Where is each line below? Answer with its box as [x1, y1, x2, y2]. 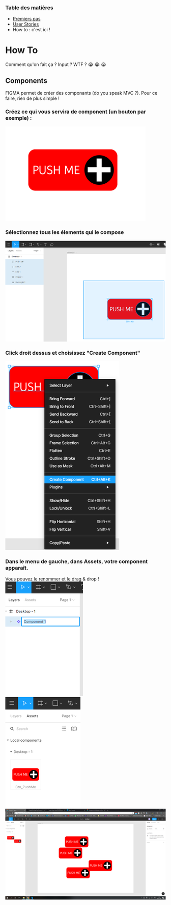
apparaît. [5, 564, 28, 571]
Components [5, 76, 47, 85]
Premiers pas [12, 16, 41, 22]
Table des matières [5, 4, 53, 11]
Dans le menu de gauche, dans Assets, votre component [5, 557, 148, 565]
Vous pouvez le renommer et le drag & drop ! [5, 576, 99, 582]
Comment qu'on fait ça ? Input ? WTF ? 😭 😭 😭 [5, 61, 106, 68]
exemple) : [5, 114, 32, 121]
